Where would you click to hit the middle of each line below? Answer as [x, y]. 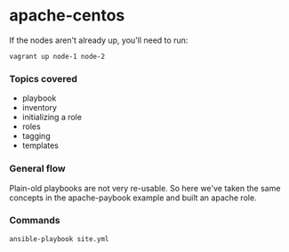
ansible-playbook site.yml [59, 239]
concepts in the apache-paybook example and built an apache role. [133, 198]
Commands [35, 221]
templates [40, 146]
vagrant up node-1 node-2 [57, 56]
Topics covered [44, 78]
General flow [37, 168]
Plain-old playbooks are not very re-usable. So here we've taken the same [145, 188]
